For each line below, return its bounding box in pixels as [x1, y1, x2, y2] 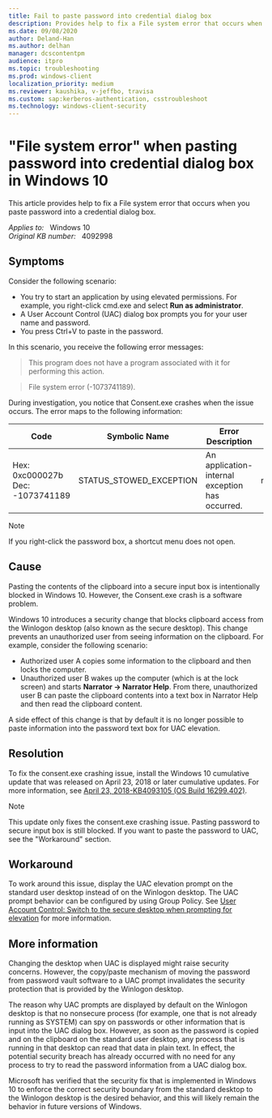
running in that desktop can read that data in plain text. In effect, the [8, 1043, 236, 1053]
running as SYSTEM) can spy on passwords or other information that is [8, 1018, 245, 1027]
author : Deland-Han [8, 34, 74, 43]
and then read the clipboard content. [19, 698, 143, 709]
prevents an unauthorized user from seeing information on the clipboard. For [8, 631, 264, 641]
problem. [8, 599, 39, 608]
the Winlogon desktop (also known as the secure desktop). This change [8, 623, 249, 633]
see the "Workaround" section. [8, 834, 112, 843]
